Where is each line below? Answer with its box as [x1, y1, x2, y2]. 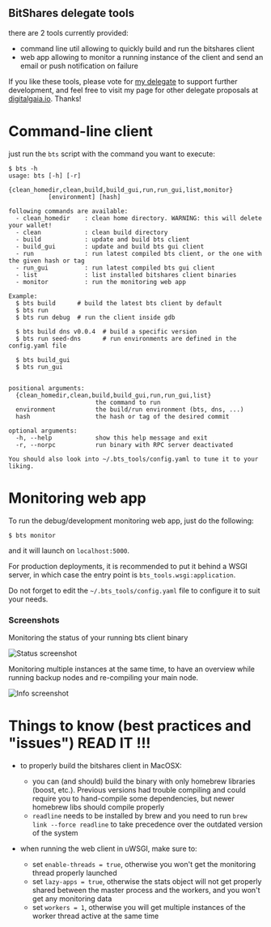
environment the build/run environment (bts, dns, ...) [15, 405, 244, 414]
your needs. [8, 594, 49, 604]
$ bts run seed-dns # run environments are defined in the [15, 334, 237, 342]
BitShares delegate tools [8, 6, 135, 20]
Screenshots [8, 614, 60, 626]
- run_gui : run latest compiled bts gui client [15, 263, 216, 272]
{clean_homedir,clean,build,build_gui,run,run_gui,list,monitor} [8, 185, 233, 193]
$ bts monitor [8, 531, 57, 539]
